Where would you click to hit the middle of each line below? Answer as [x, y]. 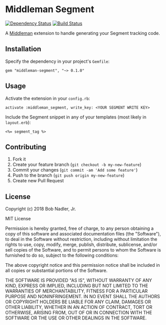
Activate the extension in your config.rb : [48, 98]
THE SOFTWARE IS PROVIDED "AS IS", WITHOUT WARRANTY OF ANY [79, 280]
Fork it [19, 159]
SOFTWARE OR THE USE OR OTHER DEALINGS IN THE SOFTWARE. [76, 318]
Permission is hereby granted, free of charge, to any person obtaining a [79, 228]
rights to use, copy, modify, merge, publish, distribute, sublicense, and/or [81, 245]
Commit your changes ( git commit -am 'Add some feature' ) [75, 170]
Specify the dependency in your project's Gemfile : [58, 61]
